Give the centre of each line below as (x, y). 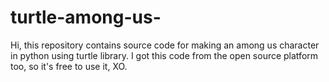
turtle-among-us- (86, 17)
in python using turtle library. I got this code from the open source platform (164, 55)
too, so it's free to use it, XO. (69, 66)
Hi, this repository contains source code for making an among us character (165, 45)
